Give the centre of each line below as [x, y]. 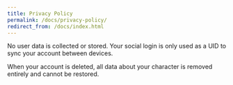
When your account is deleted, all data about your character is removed [110, 67]
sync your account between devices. [60, 53]
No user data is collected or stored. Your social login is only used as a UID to [117, 46]
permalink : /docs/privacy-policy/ [57, 20]
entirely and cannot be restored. [53, 74]
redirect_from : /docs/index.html [56, 26]
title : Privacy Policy [40, 13]
